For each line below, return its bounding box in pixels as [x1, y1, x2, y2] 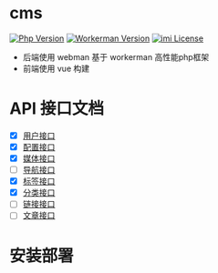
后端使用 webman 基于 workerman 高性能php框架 [22, 51, 210, 62]
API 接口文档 [9, 98, 105, 119]
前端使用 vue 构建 [22, 63, 89, 74]
